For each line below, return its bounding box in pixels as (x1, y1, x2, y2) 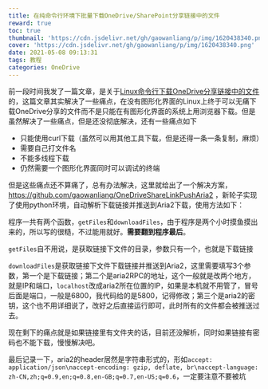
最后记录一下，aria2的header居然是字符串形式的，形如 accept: (8, 354, 213, 363)
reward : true (8, 19, 52, 27)
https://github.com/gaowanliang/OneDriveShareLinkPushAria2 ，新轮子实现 (8, 190, 258, 199)
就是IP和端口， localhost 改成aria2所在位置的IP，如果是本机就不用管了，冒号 (8, 281, 258, 290)
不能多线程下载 (19, 153, 69, 163)
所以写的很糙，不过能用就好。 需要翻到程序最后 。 (29, 226, 190, 236)
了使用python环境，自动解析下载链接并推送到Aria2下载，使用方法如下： (8, 200, 245, 210)
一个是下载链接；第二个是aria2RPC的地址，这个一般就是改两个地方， (29, 270, 256, 280)
